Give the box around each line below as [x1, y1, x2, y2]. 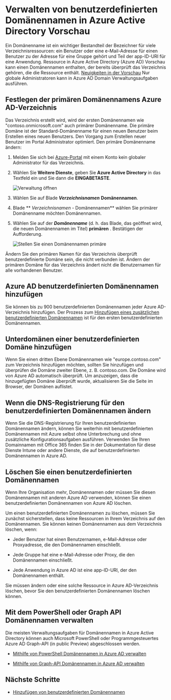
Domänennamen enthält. [12, 572, 65, 579]
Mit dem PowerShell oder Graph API [5, 608, 121, 617]
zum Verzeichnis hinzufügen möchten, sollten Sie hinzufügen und [5, 362, 144, 368]
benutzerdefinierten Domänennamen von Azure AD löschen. [5, 500, 132, 506]
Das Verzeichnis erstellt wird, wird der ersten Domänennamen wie [5, 117, 144, 123]
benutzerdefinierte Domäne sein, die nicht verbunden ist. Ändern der [5, 256, 151, 262]
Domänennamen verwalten [5, 616, 93, 625]
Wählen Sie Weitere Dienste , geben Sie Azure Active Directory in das [12, 169, 161, 175]
